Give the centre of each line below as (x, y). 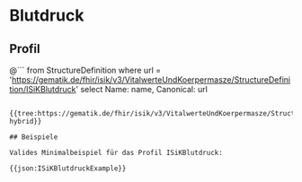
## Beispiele (34, 137)
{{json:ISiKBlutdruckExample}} (68, 169)
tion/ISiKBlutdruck (43, 89)
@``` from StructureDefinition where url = (85, 70)
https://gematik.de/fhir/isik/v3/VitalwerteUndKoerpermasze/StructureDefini (151, 80)
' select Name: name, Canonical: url (142, 89)
